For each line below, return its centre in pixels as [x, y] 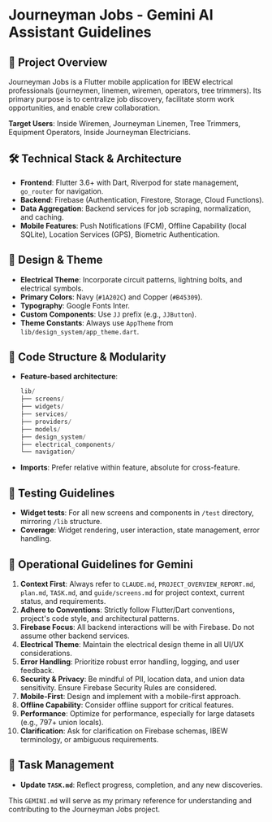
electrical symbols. [52, 288]
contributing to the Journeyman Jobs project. [84, 809]
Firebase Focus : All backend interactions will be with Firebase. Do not [137, 627]
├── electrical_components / [67, 444]
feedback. [37, 670]
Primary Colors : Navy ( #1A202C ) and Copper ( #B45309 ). [111, 297]
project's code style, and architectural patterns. [100, 618]
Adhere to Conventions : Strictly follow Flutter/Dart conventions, [127, 610]
